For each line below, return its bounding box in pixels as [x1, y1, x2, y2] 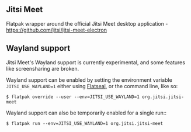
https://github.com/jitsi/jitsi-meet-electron [6, 26, 107, 33]
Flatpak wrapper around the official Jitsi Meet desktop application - [6, 20, 168, 27]
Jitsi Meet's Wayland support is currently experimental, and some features [6, 58, 186, 66]
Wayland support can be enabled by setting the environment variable [6, 76, 172, 84]
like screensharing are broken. [6, 65, 79, 72]
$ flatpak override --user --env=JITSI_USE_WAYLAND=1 [6, 93, 140, 100]
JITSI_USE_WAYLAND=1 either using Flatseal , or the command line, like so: [6, 82, 178, 89]
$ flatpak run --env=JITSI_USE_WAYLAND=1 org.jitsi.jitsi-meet [6, 120, 164, 126]
